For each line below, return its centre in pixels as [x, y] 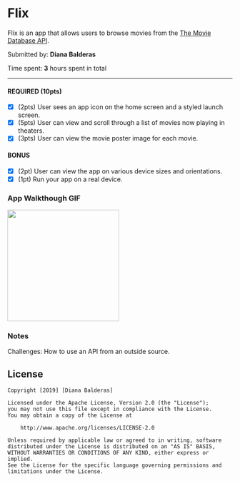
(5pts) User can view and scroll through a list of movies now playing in [121, 123]
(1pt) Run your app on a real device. [70, 179]
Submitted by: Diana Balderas [52, 54]
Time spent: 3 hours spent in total [57, 68]
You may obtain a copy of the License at [70, 415]
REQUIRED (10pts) [35, 91]
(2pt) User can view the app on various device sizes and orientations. [120, 171]
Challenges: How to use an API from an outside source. [89, 352]
